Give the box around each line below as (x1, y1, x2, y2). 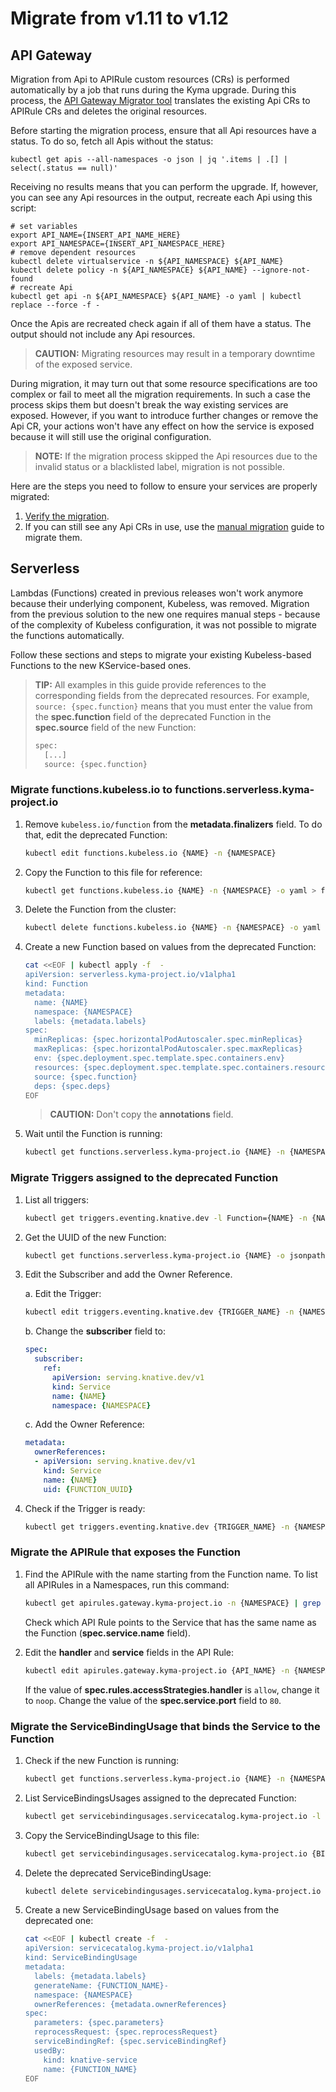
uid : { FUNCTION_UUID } (43, 1484, 133, 1494)
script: (10, 202, 37, 214)
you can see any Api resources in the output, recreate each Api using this (10, 192, 313, 203)
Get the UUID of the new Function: (24, 1231, 167, 1243)
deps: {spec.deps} (34, 1081, 111, 1091)
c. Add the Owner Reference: (24, 1418, 145, 1431)
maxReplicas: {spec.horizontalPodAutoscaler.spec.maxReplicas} (34, 1044, 303, 1054)
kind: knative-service (43, 2055, 138, 2065)
